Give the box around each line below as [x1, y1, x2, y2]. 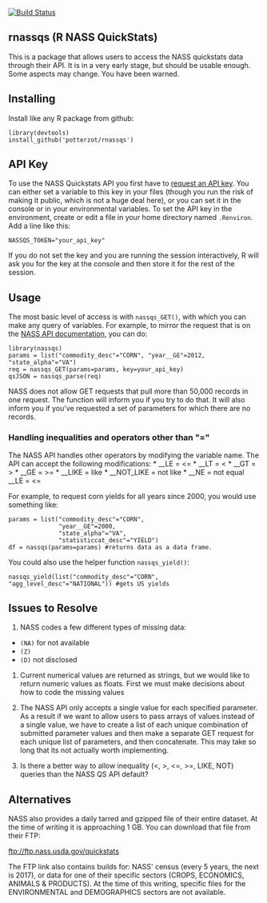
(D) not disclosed [19, 655, 78, 665]
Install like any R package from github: [8, 113, 134, 123]
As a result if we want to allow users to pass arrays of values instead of [19, 712, 255, 721]
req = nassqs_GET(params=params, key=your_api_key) [8, 366, 184, 374]
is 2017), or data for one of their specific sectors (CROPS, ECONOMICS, [8, 870, 245, 880]
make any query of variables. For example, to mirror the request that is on [8, 321, 251, 330]
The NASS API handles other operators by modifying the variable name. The [8, 450, 260, 460]
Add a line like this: [8, 221, 70, 231]
